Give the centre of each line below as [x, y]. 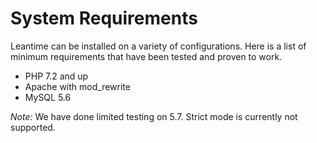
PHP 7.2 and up [56, 76]
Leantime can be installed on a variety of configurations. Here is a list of [158, 46]
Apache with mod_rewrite [77, 86]
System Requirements [104, 18]
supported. [33, 127]
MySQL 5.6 [48, 97]
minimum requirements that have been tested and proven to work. [146, 56]
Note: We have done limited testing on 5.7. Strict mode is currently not [154, 116]
